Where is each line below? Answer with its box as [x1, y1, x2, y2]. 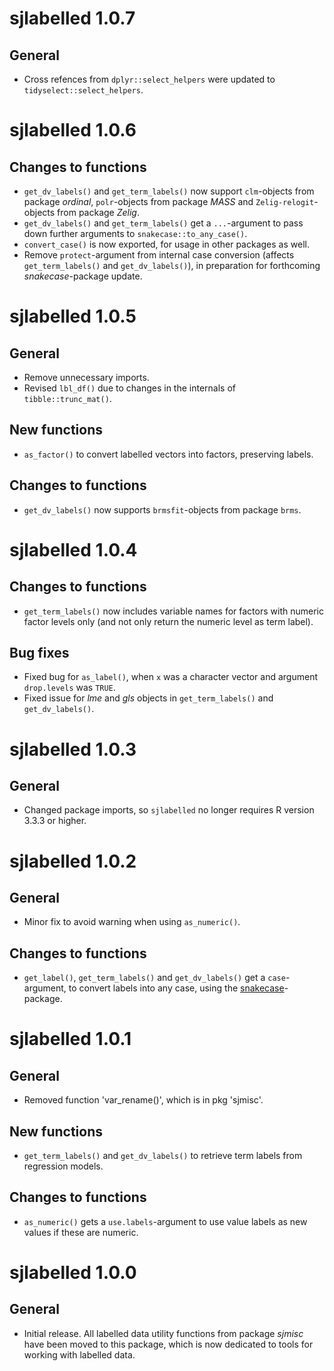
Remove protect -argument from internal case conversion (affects [23, 249, 295, 261]
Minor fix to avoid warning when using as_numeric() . [23, 916, 241, 928]
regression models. [23, 1160, 104, 1172]
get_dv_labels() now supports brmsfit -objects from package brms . [23, 503, 302, 516]
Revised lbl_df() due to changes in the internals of [23, 382, 236, 394]
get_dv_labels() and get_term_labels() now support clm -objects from [23, 185, 315, 197]
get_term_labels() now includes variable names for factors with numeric [23, 605, 324, 617]
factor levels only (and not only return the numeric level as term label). [23, 615, 314, 627]
